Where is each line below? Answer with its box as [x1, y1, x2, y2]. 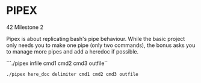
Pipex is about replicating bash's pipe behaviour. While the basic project [6, 35, 185, 42]
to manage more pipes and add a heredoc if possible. [6, 48, 139, 55]
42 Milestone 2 [6, 23, 44, 31]
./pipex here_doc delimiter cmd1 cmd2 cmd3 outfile [6, 71, 138, 77]
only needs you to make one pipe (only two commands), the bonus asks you [6, 41, 196, 49]
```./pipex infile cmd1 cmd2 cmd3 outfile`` [6, 60, 108, 67]
